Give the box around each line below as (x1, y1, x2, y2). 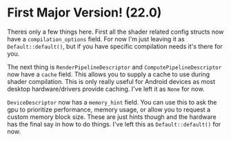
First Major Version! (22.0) (7, 5, 162, 21)
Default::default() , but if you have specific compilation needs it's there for (7, 42, 223, 50)
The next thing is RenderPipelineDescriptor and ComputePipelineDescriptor (7, 63, 222, 71)
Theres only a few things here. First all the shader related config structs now (7, 28, 224, 36)
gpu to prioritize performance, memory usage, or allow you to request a (7, 105, 211, 113)
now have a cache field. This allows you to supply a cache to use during (7, 70, 210, 78)
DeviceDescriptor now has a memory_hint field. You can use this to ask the (7, 98, 217, 106)
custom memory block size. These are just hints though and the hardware (7, 112, 217, 121)
